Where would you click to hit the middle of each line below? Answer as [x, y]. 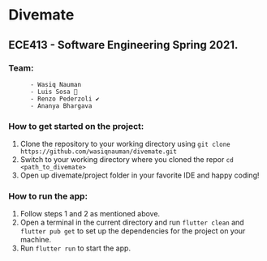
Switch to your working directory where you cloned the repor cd [127, 160]
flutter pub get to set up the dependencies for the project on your [133, 231]
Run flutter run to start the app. [75, 248]
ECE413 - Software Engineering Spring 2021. [123, 45]
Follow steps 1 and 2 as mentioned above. [90, 214]
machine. [36, 240]
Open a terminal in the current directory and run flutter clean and [132, 222]
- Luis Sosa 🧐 [54, 92]
